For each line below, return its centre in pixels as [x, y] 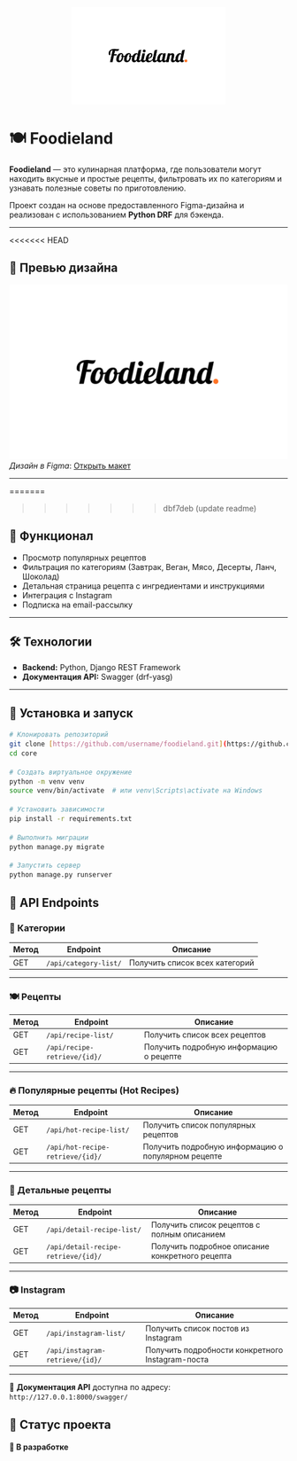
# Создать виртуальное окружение [71, 772]
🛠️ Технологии [51, 641]
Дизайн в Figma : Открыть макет [70, 465]
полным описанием [188, 1234]
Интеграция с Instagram [67, 595]
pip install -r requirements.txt [71, 819]
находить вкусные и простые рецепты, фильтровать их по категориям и [146, 178]
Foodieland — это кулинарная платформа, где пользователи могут [135, 169]
